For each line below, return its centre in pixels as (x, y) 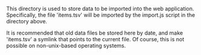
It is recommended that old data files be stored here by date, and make (95, 33)
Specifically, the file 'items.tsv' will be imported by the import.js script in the (101, 15)
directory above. (27, 21)
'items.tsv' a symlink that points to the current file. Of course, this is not (95, 39)
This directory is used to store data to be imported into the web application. (100, 9)
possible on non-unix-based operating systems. (66, 45)
